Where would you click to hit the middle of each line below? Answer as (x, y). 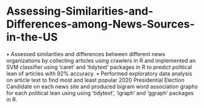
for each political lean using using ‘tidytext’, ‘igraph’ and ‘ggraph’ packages (100, 93)
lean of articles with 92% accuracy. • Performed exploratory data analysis (99, 73)
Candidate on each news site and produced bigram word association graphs (102, 86)
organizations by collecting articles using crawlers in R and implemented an (101, 60)
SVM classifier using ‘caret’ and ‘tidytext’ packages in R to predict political (99, 67)
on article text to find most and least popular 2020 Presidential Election (95, 80)
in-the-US (32, 37)
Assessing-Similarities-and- (80, 11)
